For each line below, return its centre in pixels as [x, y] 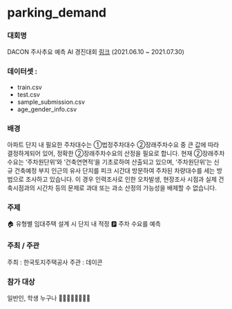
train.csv [30, 87]
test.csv [28, 94]
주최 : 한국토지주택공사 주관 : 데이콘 [55, 262]
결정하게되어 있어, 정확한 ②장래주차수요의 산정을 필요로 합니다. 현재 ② [105, 153]
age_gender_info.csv [47, 109]
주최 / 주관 [23, 245]
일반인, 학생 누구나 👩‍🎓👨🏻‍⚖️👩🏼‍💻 [49, 298]
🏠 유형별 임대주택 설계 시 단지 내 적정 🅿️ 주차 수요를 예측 [84, 224]
